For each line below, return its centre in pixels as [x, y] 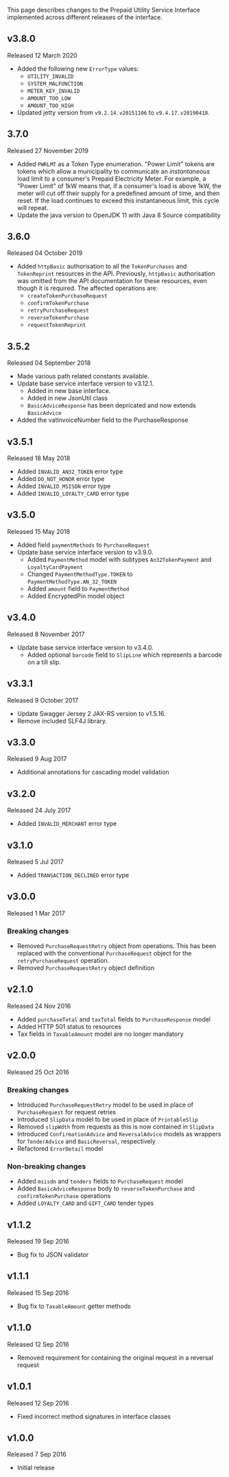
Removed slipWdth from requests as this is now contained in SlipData [116, 1127]
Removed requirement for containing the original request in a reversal [115, 1357]
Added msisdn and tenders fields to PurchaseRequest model [100, 1182]
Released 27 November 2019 [48, 150]
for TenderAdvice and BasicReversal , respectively [86, 1141]
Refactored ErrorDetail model [60, 1148]
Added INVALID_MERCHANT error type [67, 824]
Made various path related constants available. [83, 376]
